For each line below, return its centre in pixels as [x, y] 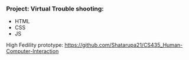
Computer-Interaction [32, 51]
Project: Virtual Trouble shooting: [55, 9]
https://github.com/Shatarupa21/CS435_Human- [124, 45]
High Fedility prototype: [35, 45]
